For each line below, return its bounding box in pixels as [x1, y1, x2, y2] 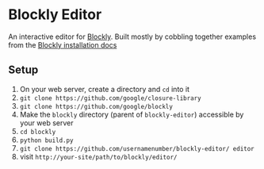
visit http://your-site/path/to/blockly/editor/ [19, 152, 178, 161]
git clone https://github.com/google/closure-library [19, 94, 201, 102]
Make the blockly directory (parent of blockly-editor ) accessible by [19, 109, 244, 119]
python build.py [19, 136, 74, 144]
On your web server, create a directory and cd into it [19, 84, 190, 94]
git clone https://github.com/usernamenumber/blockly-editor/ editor [19, 144, 255, 152]
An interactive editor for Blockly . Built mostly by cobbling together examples [8, 32, 256, 41]
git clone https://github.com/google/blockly [19, 102, 173, 110]
